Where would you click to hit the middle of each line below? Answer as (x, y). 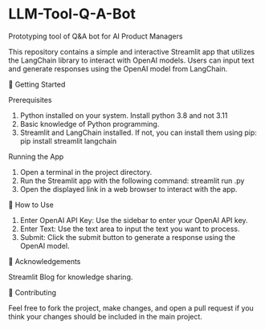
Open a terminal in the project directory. (86, 172)
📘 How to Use (31, 205)
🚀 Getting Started (37, 84)
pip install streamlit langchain (68, 140)
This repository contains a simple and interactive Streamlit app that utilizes (132, 51)
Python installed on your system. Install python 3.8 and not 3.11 (124, 115)
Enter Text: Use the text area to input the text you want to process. (130, 229)
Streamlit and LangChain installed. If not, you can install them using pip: (138, 132)
